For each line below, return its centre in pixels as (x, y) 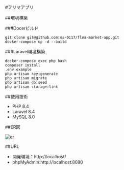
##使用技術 (16, 97)
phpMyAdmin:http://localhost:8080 (48, 162)
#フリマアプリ (19, 7)
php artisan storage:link (31, 87)
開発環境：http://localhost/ (39, 156)
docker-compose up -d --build (36, 42)
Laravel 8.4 (24, 112)
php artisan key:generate (31, 74)
